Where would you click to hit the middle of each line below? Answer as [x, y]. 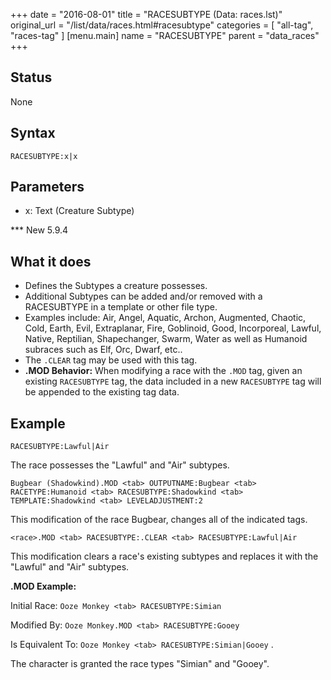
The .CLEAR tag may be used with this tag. [111, 360]
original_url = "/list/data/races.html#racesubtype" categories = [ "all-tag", [162, 25]
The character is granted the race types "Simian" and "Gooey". [140, 664]
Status [31, 77]
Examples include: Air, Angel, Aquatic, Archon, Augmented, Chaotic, [165, 318]
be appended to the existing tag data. [102, 392]
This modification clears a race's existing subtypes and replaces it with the [164, 556]
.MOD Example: [43, 586]
